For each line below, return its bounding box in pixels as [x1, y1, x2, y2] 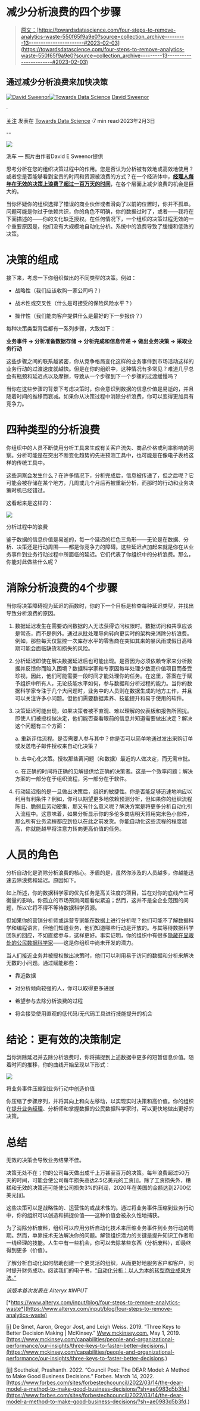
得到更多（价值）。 [6, 1247, 51, 1254]
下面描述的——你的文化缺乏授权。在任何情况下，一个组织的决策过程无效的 [6, 215, 189, 222]
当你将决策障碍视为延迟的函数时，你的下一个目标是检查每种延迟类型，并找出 [6, 602, 194, 609]
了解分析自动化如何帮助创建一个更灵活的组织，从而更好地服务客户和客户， [6, 1260, 189, 1267]
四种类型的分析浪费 [6, 423, 101, 437]
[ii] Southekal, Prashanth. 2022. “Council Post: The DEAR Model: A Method [6, 1366, 190, 1373]
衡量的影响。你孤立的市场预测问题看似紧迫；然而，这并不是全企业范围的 [6, 896, 183, 903]
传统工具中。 [16, 459, 48, 466]
